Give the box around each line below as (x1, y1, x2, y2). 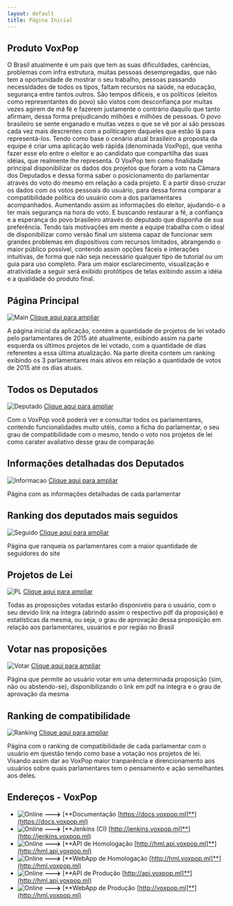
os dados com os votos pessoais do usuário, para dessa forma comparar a (7, 186, 221, 194)
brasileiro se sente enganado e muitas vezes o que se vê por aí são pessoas (7, 119, 225, 128)
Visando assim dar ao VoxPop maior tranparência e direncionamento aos (7, 757, 215, 764)
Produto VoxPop (7, 42, 79, 54)
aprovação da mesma (7, 690, 69, 698)
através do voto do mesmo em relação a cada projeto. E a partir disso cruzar (7, 178, 226, 187)
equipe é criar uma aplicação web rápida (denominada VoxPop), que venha (7, 142, 223, 150)
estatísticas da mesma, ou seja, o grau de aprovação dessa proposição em (7, 616, 221, 624)
